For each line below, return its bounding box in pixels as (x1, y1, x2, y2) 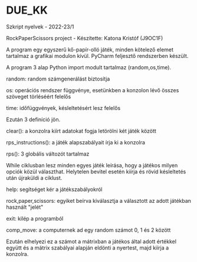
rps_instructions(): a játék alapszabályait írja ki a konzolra (6, 138, 146, 145)
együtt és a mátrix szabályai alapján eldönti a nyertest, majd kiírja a (6, 244, 169, 251)
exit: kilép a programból (6, 215, 64, 222)
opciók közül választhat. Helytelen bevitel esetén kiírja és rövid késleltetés (6, 168, 186, 175)
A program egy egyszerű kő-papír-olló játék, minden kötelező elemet (6, 46, 174, 53)
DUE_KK (6, 4, 48, 17)
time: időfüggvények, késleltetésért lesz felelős (6, 104, 121, 111)
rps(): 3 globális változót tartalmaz (6, 150, 90, 157)
